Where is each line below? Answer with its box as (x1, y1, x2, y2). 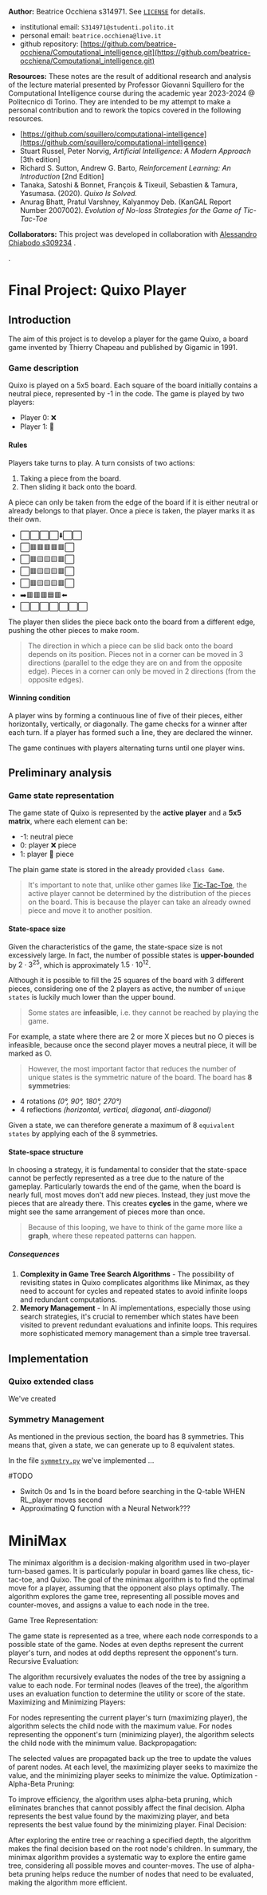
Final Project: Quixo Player (8, 281, 187, 300)
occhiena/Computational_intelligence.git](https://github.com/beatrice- (19, 48, 251, 57)
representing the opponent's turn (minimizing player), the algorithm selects (8, 1730, 255, 1740)
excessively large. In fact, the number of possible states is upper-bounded (8, 950, 255, 960)
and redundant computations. (19, 1295, 118, 1304)
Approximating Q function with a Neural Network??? (19, 1504, 191, 1513)
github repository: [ (19, 39, 84, 49)
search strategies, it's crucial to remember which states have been (19, 1311, 239, 1322)
